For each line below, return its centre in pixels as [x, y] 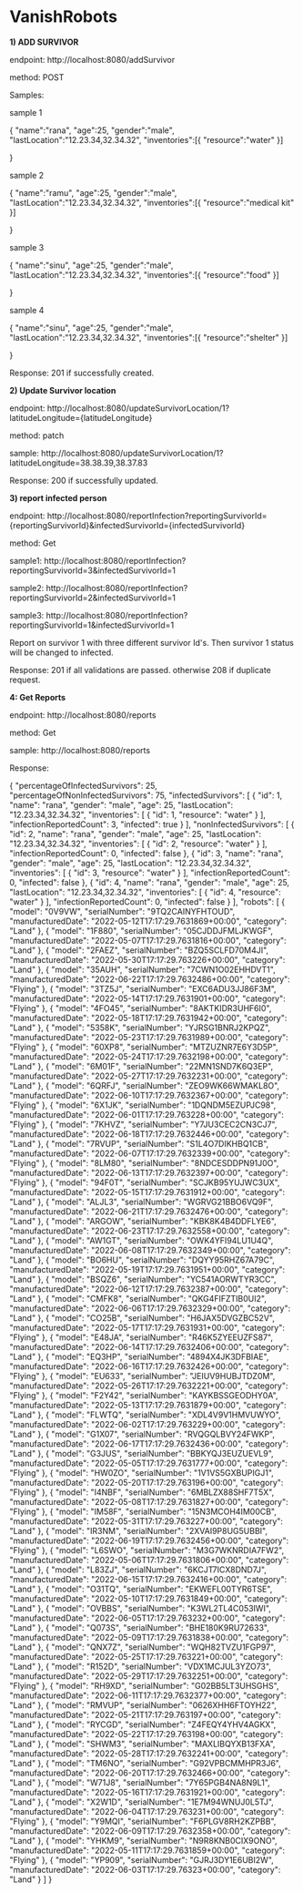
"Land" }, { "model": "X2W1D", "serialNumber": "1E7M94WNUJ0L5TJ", [142, 1802]
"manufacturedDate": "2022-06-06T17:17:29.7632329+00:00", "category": [150, 1308]
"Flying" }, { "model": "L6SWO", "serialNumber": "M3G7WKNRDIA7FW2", [147, 1550]
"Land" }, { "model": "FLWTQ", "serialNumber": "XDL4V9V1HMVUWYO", [145, 1415]
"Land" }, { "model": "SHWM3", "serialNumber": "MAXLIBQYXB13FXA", [142, 1744]
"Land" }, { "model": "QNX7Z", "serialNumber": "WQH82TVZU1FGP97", [142, 1647]
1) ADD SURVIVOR [44, 42]
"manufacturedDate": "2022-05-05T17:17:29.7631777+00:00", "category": [149, 1463]
